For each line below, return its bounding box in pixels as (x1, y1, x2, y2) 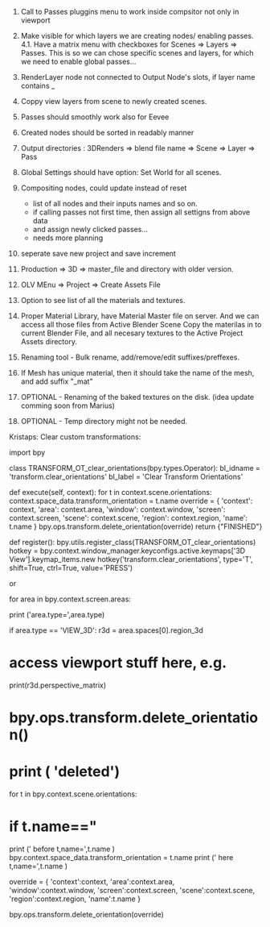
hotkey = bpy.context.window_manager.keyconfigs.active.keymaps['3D (9, 546, 246, 555)
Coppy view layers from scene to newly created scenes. (20, 97, 207, 106)
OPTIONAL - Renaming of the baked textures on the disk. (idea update (20, 393, 255, 401)
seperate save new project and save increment (20, 249, 176, 258)
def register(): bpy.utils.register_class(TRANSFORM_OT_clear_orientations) (9, 538, 256, 547)
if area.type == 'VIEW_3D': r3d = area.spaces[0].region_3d (9, 626, 204, 635)
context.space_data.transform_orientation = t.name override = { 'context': (9, 496, 253, 505)
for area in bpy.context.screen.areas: (9, 594, 132, 604)
